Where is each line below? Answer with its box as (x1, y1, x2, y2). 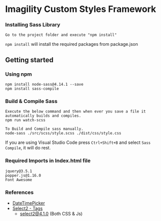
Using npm (5, 71, 32, 78)
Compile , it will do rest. (5, 145, 51, 151)
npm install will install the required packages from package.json (5, 41, 138, 47)
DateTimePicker (12, 200, 45, 206)
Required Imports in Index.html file (5, 157, 91, 164)
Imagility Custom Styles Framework (5, 3, 157, 15)
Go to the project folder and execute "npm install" (5, 32, 117, 38)
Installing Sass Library (5, 21, 61, 28)
